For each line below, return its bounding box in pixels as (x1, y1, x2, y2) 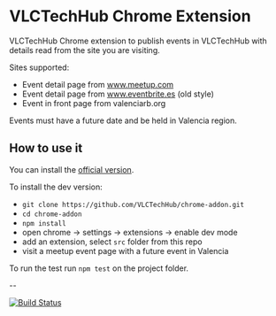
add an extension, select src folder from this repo (21, 236, 203, 247)
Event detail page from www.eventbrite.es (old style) (21, 89, 215, 99)
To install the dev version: (9, 181, 103, 192)
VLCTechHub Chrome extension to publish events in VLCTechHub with (9, 35, 267, 46)
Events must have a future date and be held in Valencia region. (9, 115, 237, 126)
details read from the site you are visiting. (9, 44, 161, 55)
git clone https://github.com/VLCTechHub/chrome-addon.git (21, 200, 245, 209)
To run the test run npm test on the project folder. (9, 263, 188, 274)
